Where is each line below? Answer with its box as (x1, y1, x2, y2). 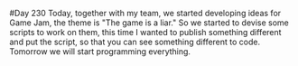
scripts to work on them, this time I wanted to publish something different (9, 27, 282, 37)
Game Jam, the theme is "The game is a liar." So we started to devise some (9, 17, 289, 28)
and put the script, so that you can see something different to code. (9, 36, 261, 47)
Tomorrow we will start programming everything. (9, 46, 191, 57)
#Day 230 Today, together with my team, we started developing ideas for (9, 8, 282, 18)
